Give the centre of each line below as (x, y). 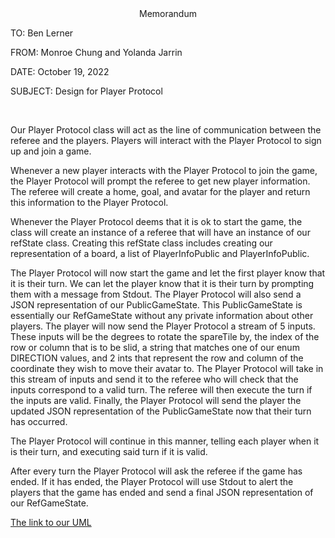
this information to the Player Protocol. (89, 202)
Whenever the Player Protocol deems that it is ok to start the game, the (156, 221)
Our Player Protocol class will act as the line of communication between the (166, 130)
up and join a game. (51, 151)
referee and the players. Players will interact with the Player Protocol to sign (166, 140)
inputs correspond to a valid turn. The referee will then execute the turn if (161, 390)
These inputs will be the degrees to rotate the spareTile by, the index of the (165, 336)
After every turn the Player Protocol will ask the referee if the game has (156, 471)
